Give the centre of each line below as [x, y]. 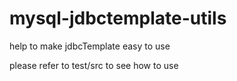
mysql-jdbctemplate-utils [118, 18]
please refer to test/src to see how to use [94, 65]
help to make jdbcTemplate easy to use [90, 46]
